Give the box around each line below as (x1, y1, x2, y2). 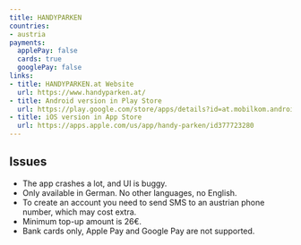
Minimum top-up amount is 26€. (21, 215, 142, 226)
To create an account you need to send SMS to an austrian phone (21, 197, 265, 207)
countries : (9, 21, 50, 30)
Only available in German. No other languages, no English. (21, 187, 237, 198)
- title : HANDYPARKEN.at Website (9, 80, 134, 89)
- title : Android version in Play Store (9, 96, 163, 106)
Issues (9, 154, 47, 170)
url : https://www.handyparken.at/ (17, 88, 146, 97)
